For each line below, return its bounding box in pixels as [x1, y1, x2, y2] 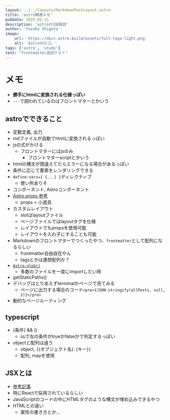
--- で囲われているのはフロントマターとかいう [12, 98, 109, 104]
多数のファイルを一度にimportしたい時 [20, 269, 102, 275]
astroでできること [5, 114, 63, 123]
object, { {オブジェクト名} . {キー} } [20, 346, 91, 353]
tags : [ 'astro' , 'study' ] [5, 45, 60, 51]
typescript [5, 313, 39, 321]
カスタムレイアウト [12, 205, 54, 212]
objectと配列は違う [12, 340, 53, 346]
